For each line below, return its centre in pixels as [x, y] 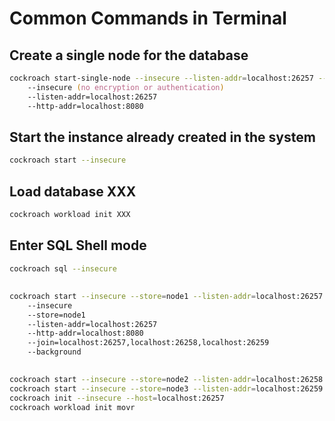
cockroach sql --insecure [63, 268]
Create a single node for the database [129, 55]
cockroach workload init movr [72, 408]
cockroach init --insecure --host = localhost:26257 [117, 398]
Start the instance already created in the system [162, 137]
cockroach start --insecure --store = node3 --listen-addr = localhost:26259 [166, 389]
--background [54, 352]
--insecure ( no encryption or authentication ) [126, 87]
